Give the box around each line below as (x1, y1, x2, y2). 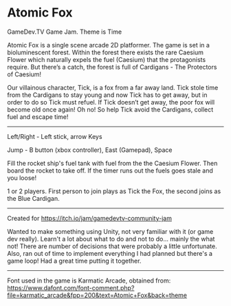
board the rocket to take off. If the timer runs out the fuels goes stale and (7, 166, 213, 175)
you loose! (7, 173, 36, 182)
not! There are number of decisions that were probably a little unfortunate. (7, 242, 218, 250)
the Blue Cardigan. (7, 194, 60, 202)
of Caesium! (7, 70, 42, 78)
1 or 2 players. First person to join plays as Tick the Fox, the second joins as (7, 187, 221, 195)
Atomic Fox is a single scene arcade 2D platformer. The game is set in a (7, 41, 210, 49)
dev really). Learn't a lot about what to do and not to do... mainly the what (7, 234, 215, 243)
